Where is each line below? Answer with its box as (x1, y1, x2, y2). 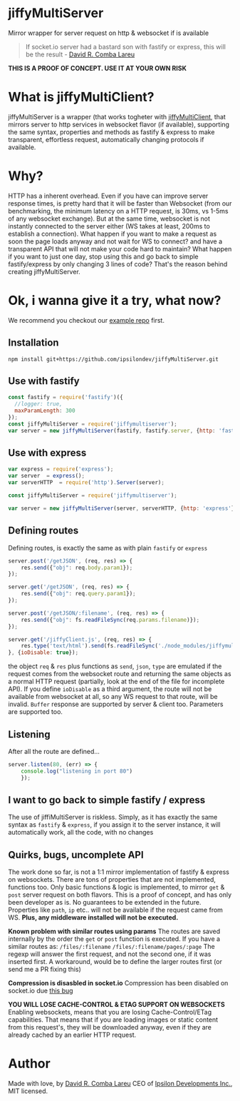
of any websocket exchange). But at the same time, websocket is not (8, 214, 211, 223)
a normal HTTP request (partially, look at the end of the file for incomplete (8, 677, 225, 686)
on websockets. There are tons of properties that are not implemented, (8, 875, 216, 884)
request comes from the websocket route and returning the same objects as (8, 670, 231, 678)
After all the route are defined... (8, 747, 100, 755)
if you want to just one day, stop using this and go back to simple (8, 252, 199, 261)
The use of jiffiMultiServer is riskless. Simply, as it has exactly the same (8, 813, 218, 822)
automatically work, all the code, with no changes (8, 828, 154, 837)
